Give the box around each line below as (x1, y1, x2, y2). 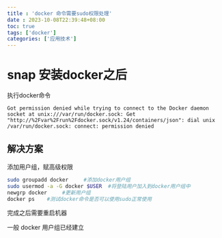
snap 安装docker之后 (7, 67, 128, 83)
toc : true (7, 23, 36, 29)
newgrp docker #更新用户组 (7, 189, 91, 196)
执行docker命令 (7, 91, 51, 99)
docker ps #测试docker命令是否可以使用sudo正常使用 (7, 195, 152, 202)
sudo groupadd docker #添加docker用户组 (7, 176, 131, 183)
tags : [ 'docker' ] (7, 29, 57, 36)
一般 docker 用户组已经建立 (7, 224, 84, 232)
